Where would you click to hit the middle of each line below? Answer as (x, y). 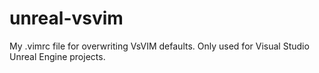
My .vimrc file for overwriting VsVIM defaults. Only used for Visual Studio (159, 46)
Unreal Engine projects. (57, 56)
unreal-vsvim (66, 18)
